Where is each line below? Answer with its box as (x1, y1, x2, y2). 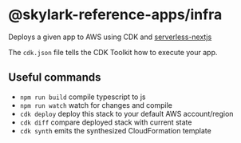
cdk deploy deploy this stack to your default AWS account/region (19, 109, 234, 118)
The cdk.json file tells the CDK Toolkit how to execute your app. (8, 47, 218, 57)
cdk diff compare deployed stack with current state (19, 117, 192, 127)
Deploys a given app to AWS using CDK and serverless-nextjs (8, 32, 212, 42)
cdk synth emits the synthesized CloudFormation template (19, 125, 211, 135)
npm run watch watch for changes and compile (19, 100, 173, 109)
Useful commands (8, 70, 101, 85)
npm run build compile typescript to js (19, 92, 146, 101)
